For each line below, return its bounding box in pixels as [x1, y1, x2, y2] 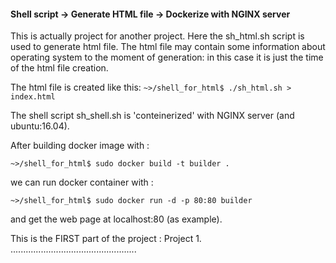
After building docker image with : [10, 140, 150, 152]
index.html [10, 92, 56, 102]
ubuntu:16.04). [10, 120, 70, 132]
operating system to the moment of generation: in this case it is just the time [10, 51, 324, 64]
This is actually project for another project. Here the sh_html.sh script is [10, 30, 305, 42]
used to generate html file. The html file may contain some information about [10, 41, 326, 53]
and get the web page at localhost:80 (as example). [10, 213, 223, 225]
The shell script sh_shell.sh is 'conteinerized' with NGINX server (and [10, 110, 295, 122]
